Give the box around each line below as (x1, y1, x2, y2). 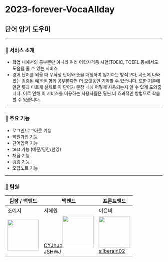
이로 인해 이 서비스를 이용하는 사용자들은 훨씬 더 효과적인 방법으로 (23, 90, 151, 96)
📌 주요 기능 (5, 115, 30, 122)
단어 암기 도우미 (5, 25, 51, 33)
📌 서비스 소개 (5, 47, 35, 54)
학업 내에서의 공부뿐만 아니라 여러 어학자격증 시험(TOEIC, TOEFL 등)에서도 (12, 59, 159, 65)
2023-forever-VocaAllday (5, 4, 115, 15)
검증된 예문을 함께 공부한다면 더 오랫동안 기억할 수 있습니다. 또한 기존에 (21, 78, 161, 84)
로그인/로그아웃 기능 (12, 127, 52, 133)
